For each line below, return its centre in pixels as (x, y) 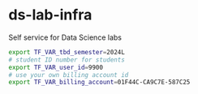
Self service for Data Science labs (65, 37)
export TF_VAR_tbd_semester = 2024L (67, 52)
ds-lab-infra (50, 15)
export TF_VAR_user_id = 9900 (56, 67)
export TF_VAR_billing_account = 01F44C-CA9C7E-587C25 (99, 83)
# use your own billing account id (69, 75)
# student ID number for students (67, 60)
